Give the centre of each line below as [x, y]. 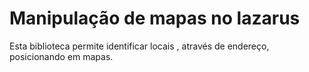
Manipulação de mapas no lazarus [155, 18]
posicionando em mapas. [61, 56]
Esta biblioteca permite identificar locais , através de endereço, [139, 46]
